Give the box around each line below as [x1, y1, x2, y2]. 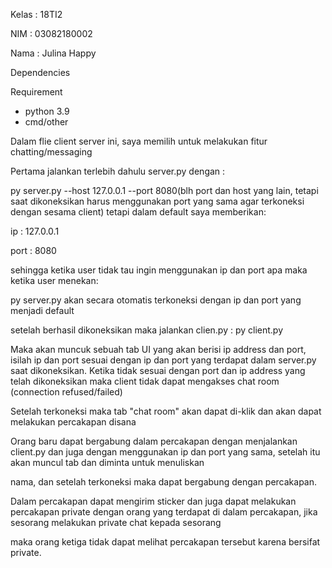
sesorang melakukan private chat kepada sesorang [10, 517, 222, 528]
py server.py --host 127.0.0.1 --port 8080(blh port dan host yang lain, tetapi [10, 185, 319, 196]
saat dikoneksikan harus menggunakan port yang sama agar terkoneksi [10, 195, 305, 207]
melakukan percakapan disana [10, 416, 137, 428]
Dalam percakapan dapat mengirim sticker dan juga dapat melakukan [10, 495, 297, 507]
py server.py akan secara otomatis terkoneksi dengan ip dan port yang [10, 294, 302, 306]
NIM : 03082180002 [10, 28, 93, 39]
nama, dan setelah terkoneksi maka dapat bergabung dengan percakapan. [10, 476, 318, 488]
